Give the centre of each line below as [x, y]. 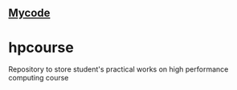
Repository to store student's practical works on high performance [118, 69]
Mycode [29, 13]
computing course [39, 78]
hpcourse [41, 47]
